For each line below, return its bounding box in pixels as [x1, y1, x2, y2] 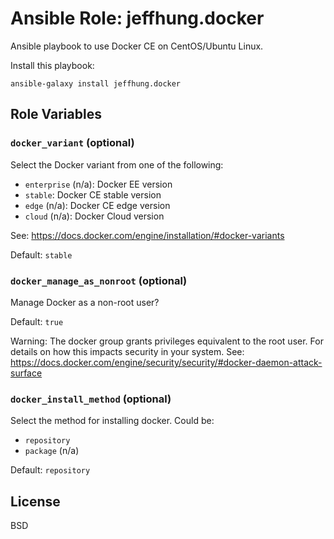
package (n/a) [24, 445, 80, 457]
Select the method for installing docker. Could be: [10, 415, 215, 427]
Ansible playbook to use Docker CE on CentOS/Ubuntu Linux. [10, 40, 264, 52]
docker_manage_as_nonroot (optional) [10, 273, 188, 287]
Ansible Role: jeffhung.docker [10, 7, 265, 30]
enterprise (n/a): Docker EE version [24, 178, 173, 190]
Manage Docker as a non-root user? [10, 296, 160, 308]
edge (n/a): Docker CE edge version [24, 199, 171, 211]
